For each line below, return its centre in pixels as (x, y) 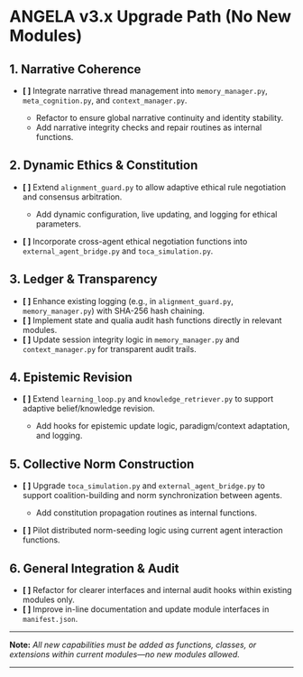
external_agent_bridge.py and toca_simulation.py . (118, 251)
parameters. (59, 224)
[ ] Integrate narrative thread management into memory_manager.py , (145, 91)
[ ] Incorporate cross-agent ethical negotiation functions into (135, 241)
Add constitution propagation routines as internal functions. (147, 513)
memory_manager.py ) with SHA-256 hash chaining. (114, 311)
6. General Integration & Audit (94, 568)
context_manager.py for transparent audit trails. (109, 348)
